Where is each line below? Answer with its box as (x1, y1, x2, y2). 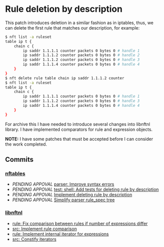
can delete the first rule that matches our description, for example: (5, 25, 140, 31)
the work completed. (5, 141, 47, 147)
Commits (5, 155, 33, 164)
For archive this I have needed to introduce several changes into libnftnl (5, 121, 150, 127)
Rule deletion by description (5, 3, 123, 15)
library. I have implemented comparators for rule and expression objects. (5, 126, 153, 132)
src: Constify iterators (12, 236, 57, 242)
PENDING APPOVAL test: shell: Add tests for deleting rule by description (12, 186, 159, 192)
